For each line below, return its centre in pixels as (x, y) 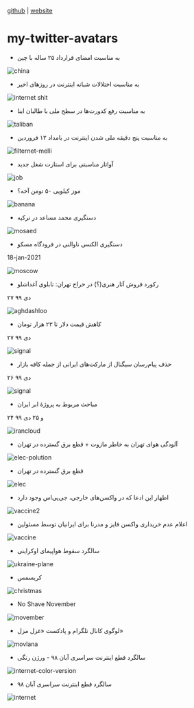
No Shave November (46, 604)
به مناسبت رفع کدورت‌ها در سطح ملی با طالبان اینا (81, 111)
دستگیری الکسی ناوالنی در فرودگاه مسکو (70, 244)
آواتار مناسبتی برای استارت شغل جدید (65, 164)
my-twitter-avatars (63, 39)
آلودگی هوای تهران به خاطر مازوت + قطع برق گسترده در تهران (97, 444)
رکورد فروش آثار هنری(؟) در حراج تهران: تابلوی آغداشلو (88, 284)
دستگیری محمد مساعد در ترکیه (57, 217)
